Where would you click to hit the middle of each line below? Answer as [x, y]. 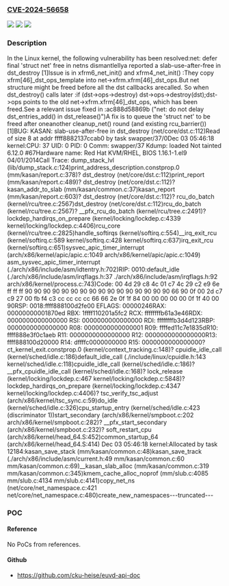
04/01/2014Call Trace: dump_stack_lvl [61, 160]
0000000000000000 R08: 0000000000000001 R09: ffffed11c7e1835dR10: [113, 328]
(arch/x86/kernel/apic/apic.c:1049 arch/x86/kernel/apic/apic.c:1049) [104, 254]
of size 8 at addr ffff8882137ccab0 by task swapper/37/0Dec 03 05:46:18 [111, 138]
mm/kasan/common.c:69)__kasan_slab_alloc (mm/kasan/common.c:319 [108, 466]
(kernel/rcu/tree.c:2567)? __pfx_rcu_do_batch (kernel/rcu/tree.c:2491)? [107, 211]
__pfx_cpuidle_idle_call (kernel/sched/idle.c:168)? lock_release [95, 371]
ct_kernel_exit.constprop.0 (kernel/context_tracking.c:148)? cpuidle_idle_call [114, 349]
